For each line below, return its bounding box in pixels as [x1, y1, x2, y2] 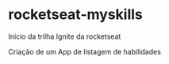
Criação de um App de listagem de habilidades [8, 47, 161, 56]
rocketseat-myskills [8, 6, 143, 24]
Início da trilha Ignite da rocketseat [8, 32, 121, 41]
